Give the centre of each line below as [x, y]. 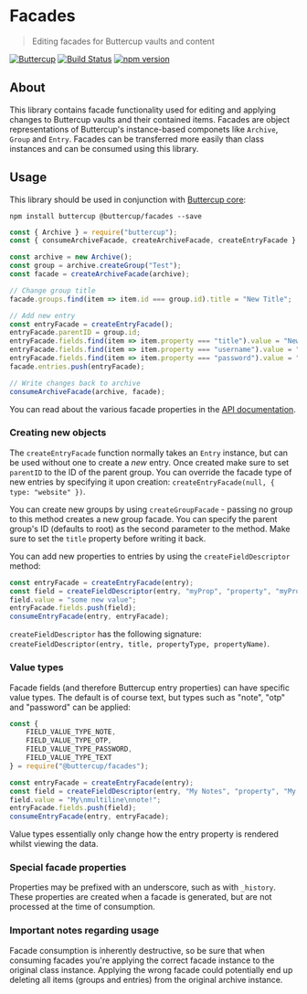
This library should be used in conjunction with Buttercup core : [128, 199]
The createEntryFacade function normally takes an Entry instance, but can [149, 453]
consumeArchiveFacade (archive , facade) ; [88, 391]
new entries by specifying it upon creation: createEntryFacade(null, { [142, 482]
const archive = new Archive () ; [71, 257]
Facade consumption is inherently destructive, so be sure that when [137, 950]
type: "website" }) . [48, 491]
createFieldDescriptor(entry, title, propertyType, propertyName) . [140, 644]
